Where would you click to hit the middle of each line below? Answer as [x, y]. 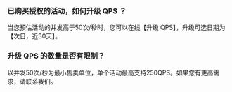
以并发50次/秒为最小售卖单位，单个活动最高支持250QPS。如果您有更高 [110, 72]
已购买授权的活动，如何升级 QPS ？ [67, 10]
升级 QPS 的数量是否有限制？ [56, 56]
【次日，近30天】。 [34, 36]
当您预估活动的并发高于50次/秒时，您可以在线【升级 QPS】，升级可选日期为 [116, 28]
